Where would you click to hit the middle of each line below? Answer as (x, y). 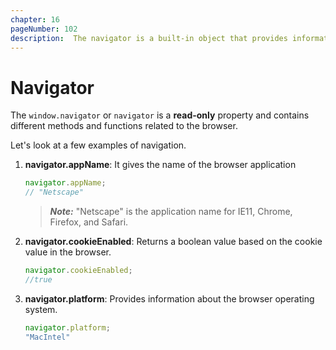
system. (41, 309)
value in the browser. (68, 252)
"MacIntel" (47, 337)
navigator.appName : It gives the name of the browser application (160, 165)
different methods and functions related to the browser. (124, 126)
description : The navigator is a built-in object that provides (149, 38)
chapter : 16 (35, 19)
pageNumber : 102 (44, 29)
